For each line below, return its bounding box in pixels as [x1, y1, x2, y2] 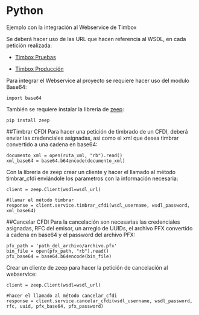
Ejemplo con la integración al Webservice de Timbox [6, 24, 137, 31]
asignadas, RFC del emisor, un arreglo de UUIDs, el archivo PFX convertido [6, 224, 193, 232]
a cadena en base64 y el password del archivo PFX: [6, 231, 136, 238]
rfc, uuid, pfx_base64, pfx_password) [6, 303, 104, 309]
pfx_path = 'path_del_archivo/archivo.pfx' [6, 242, 118, 248]
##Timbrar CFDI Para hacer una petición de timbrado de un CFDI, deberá [6, 128, 188, 135]
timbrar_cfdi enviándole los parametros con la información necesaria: [6, 175, 178, 182]
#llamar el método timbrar [6, 197, 74, 203]
